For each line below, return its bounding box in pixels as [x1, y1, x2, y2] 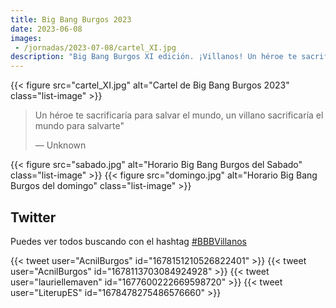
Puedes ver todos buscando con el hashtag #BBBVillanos [10, 235, 247, 247]
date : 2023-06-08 [10, 24, 83, 34]
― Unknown [34, 139, 87, 151]
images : [10, 33, 43, 43]
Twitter [10, 209, 57, 226]
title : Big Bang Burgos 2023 [10, 14, 132, 25]
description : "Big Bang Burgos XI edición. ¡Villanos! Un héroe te [10, 52, 298, 62]
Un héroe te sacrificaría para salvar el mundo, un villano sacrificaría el [34, 109, 324, 121]
